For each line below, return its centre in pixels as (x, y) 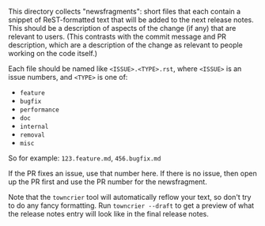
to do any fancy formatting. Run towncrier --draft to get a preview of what (131, 205)
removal (32, 135)
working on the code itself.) (53, 53)
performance (39, 110)
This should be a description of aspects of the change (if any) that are (122, 28)
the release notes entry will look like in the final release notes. (109, 214)
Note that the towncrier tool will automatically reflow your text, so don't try (130, 197)
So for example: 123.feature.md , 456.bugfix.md (85, 158)
